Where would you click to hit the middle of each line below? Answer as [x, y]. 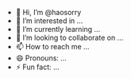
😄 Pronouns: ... [41, 58]
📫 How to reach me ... [52, 47]
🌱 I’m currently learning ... [58, 29]
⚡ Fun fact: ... [37, 67]
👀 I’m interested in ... [49, 21]
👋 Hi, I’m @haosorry [48, 12]
